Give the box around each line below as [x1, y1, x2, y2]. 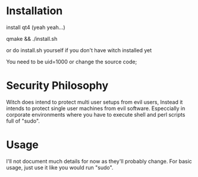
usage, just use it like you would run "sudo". [6, 164, 114, 171]
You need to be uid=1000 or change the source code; [6, 58, 137, 65]
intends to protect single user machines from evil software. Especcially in [6, 105, 186, 112]
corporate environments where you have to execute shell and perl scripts [6, 111, 186, 118]
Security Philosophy [6, 79, 109, 92]
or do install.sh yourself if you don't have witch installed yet [6, 46, 152, 54]
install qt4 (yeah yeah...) [6, 24, 65, 31]
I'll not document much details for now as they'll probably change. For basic [6, 157, 192, 165]
